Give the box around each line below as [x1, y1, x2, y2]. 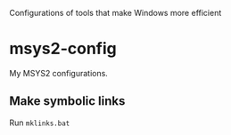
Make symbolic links [9, 93, 126, 109]
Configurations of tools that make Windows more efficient [9, 8, 222, 18]
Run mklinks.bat [9, 117, 70, 128]
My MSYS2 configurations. [9, 67, 109, 78]
